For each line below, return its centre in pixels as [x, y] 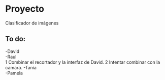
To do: [15, 39]
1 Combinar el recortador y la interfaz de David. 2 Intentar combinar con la [83, 62]
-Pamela [14, 73]
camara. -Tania [21, 67]
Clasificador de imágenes [32, 23]
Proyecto [25, 9]
